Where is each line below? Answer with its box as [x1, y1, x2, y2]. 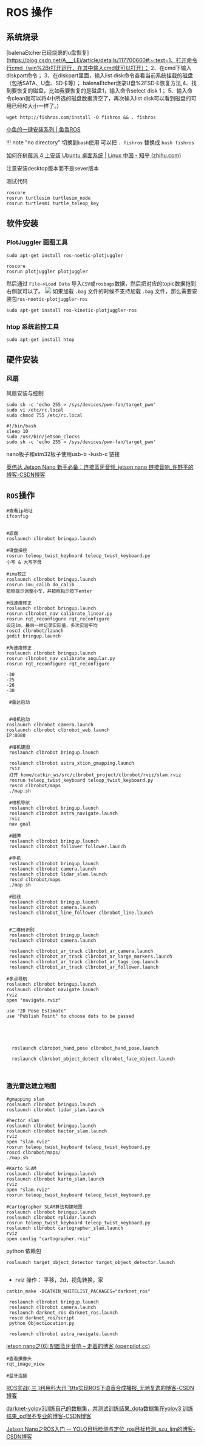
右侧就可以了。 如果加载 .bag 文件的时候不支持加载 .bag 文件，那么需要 [6, 287, 192, 295]
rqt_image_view [6, 1361, 45, 1367]
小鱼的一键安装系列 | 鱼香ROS [6, 126, 81, 133]
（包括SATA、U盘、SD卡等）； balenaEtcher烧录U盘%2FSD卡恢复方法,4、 [6, 80, 192, 86]
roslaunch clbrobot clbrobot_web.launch [6, 727, 110, 734]
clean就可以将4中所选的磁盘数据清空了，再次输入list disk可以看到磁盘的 [11, 95, 191, 102]
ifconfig [6, 513, 29, 519]
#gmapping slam [6, 1096, 45, 1102]
